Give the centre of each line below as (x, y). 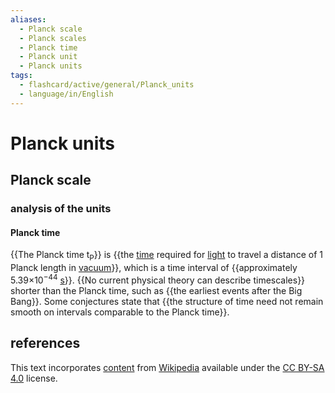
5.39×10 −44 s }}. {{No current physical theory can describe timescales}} (158, 279)
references (45, 343)
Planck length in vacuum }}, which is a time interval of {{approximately (154, 268)
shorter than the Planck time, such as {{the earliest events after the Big (156, 290)
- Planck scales (53, 38)
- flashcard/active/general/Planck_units (107, 85)
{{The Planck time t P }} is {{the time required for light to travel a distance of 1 (166, 256)
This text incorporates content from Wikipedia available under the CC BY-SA (167, 367)
